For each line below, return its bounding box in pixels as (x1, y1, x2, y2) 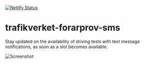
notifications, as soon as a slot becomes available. (5, 44, 108, 50)
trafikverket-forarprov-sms (5, 22, 121, 33)
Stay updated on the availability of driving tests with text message (5, 38, 140, 44)
